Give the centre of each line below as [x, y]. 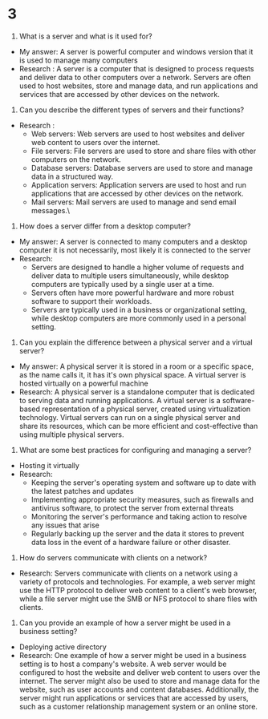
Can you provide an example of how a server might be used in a [125, 623]
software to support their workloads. [91, 301]
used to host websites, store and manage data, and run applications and [138, 86]
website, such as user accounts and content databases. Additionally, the [139, 689]
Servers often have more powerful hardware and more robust [132, 293]
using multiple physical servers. [71, 434]
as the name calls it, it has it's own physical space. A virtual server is [132, 374]
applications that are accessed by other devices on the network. [137, 193]
